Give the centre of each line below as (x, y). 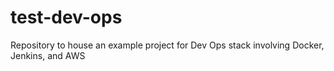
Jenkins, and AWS (48, 55)
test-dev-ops (66, 17)
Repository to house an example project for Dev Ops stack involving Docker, (167, 45)
